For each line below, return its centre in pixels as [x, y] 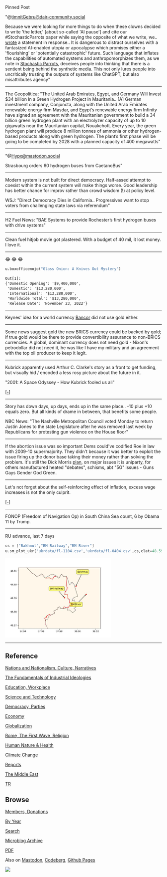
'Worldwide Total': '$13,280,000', [44, 298]
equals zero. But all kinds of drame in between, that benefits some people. [81, 412]
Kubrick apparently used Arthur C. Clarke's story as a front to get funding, [81, 367]
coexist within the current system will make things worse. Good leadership [81, 185]
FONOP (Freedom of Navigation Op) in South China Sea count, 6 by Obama [82, 516]
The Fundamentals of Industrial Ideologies [48, 677]
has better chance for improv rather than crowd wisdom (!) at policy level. [80, 191]
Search [12, 831]
